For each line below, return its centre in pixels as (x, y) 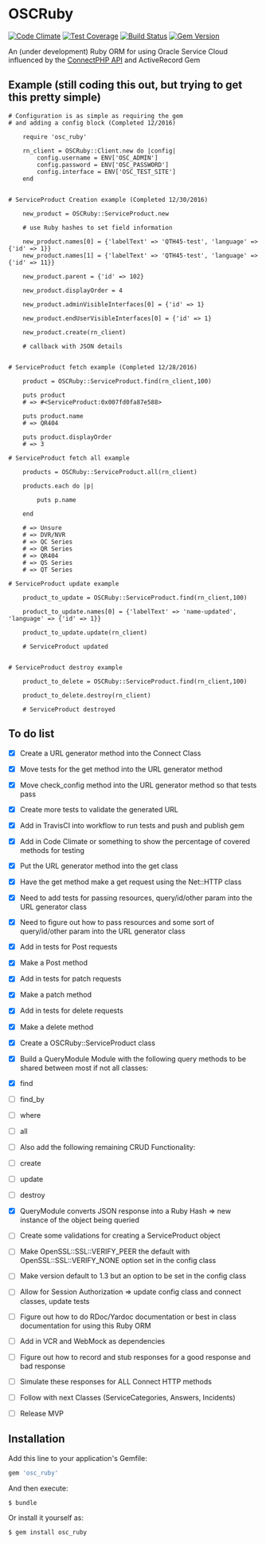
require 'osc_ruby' (55, 136)
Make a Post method (53, 963)
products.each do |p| (58, 486)
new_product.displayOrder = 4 (73, 290)
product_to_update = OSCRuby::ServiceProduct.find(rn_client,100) (135, 598)
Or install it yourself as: (46, 1518)
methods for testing (52, 850)
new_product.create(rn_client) (74, 332)
